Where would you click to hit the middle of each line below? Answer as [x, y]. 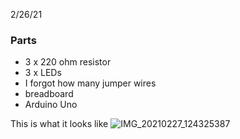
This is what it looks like [59, 124]
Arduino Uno [51, 105]
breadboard [49, 94]
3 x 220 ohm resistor [68, 62]
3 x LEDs [43, 73]
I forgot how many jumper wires [90, 83]
